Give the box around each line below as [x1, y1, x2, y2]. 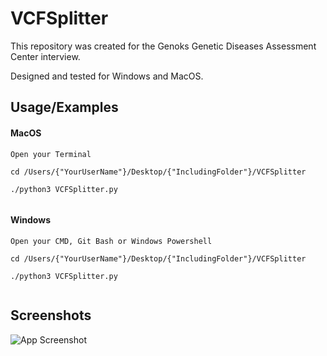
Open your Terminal [10, 149, 92, 159]
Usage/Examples [10, 99, 119, 116]
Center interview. [10, 50, 81, 62]
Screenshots [10, 307, 92, 324]
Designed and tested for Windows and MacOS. [10, 70, 204, 82]
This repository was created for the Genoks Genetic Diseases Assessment [10, 40, 317, 52]
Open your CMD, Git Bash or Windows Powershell [10, 236, 213, 246]
